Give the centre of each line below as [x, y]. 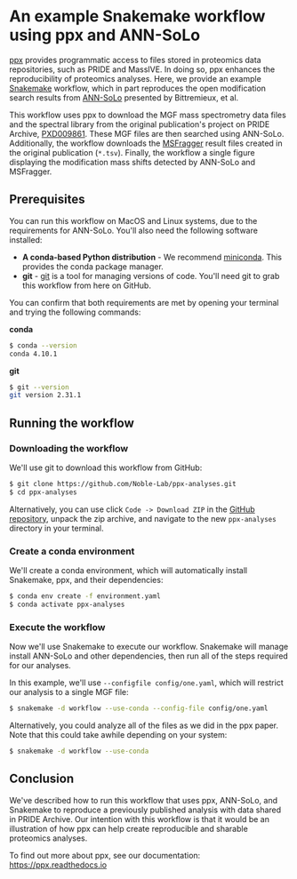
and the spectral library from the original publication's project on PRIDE [140, 124]
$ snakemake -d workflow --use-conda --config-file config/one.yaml [139, 708]
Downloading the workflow [69, 448]
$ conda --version [43, 345]
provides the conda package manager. [93, 266]
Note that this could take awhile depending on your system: [118, 734]
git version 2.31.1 [45, 396]
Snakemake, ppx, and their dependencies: [86, 579]
